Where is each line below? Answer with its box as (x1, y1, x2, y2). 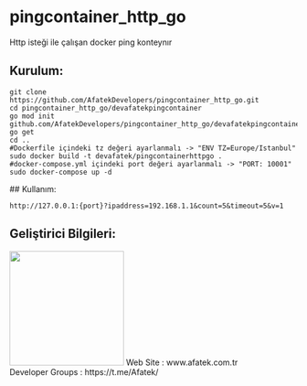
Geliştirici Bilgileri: (9, 226, 116, 241)
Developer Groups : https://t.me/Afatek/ (9, 366, 159, 377)
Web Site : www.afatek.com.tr (125, 357, 238, 368)
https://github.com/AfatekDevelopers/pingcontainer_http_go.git (9, 95, 259, 104)
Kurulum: (9, 63, 64, 79)
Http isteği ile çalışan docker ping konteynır (9, 37, 173, 48)
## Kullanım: (9, 183, 57, 194)
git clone (9, 87, 48, 97)
